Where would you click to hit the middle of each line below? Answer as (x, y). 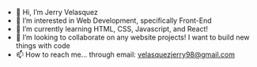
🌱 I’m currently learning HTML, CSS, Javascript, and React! (111, 29)
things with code (43, 46)
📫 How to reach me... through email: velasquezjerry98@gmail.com (125, 54)
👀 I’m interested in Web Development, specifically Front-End (113, 20)
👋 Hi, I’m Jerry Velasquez (57, 12)
